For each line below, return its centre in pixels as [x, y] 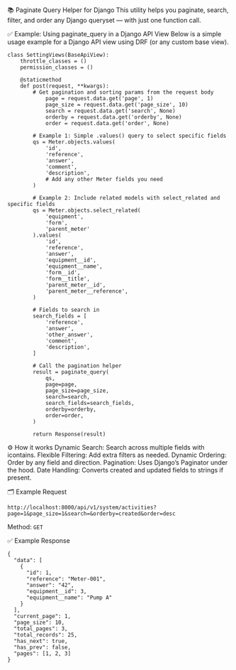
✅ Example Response [39, 541]
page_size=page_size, [77, 391]
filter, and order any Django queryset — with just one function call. [104, 20]
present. [19, 477]
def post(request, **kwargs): [65, 86]
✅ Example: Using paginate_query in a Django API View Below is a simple [114, 34]
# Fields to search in [66, 310]
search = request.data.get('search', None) [110, 111]
